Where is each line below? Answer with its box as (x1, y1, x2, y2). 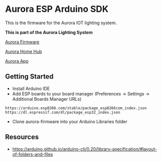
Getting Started (5, 73, 54, 81)
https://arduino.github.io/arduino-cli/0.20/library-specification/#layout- (12, 146, 157, 152)
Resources (5, 133, 39, 141)
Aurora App (5, 58, 29, 64)
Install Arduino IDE (12, 85, 50, 91)
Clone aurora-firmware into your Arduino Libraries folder (12, 119, 127, 124)
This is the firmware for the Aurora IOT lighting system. (5, 20, 117, 26)
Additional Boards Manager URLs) (12, 96, 81, 102)
